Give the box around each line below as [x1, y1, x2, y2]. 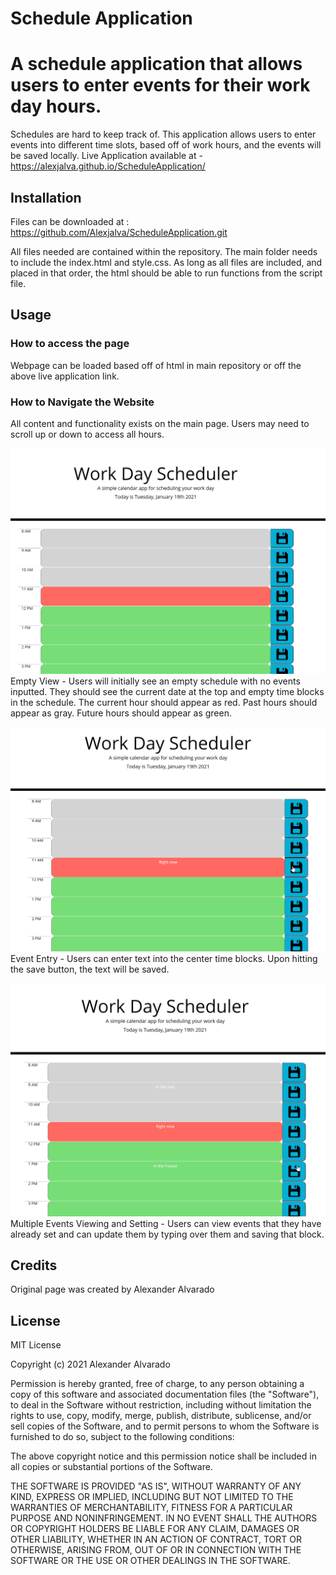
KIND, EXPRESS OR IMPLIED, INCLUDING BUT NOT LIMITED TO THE [10, 1491, 294, 1503]
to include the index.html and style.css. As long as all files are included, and [10, 256, 323, 268]
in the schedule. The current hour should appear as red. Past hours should [10, 696, 318, 708]
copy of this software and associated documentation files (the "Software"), [10, 1388, 320, 1401]
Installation [10, 189, 82, 206]
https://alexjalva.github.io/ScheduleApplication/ [10, 160, 206, 172]
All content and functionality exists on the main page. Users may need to [10, 417, 310, 429]
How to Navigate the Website [10, 395, 155, 409]
